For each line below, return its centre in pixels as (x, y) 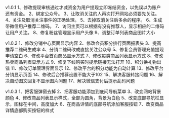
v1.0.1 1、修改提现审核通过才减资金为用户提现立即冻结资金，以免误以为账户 (83, 7)
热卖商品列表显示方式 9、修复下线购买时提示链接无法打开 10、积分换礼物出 (83, 62)
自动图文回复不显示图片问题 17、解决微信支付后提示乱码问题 (72, 81)
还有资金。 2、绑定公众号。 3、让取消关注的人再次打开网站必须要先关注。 (82, 14)
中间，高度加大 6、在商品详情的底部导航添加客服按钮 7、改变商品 (95, 104)
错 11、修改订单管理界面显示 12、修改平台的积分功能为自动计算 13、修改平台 (84, 68)
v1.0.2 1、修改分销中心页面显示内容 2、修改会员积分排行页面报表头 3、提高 (83, 43)
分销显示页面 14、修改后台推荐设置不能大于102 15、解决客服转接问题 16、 (82, 75)
